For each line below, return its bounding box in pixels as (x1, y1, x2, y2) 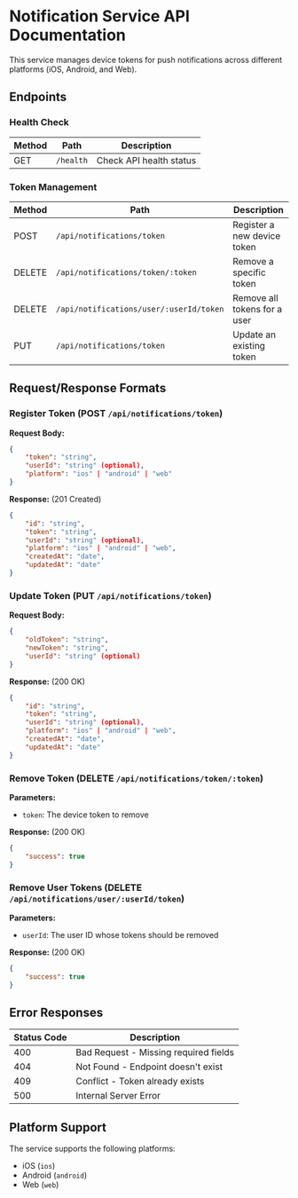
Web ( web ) (21, 1179, 59, 1190)
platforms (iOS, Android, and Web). (9, 64, 137, 75)
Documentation (9, 25, 127, 45)
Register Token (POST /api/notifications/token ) (9, 407, 223, 420)
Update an (232, 328, 277, 341)
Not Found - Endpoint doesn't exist (75, 1060, 223, 1073)
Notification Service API (9, 6, 191, 27)
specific (232, 266, 266, 279)
